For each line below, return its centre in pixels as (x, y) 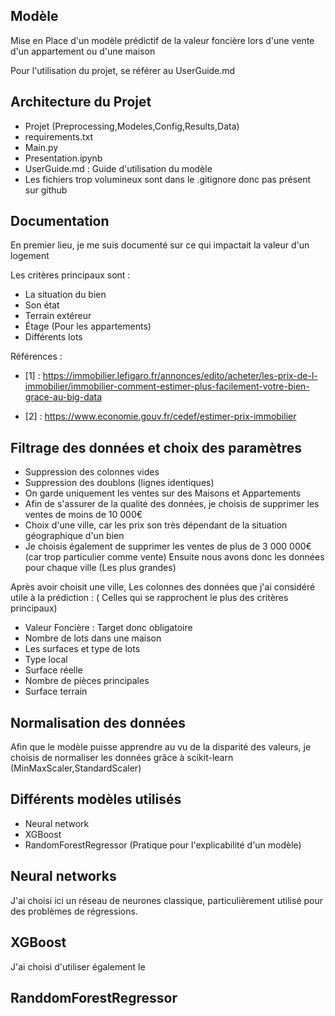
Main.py (41, 147)
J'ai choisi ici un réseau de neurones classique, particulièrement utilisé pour (167, 900)
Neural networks (63, 876)
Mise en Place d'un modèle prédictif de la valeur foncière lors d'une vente (162, 40)
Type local (46, 660)
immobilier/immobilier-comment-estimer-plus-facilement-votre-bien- (167, 386)
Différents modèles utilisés (96, 799)
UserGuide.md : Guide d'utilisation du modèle (118, 168)
